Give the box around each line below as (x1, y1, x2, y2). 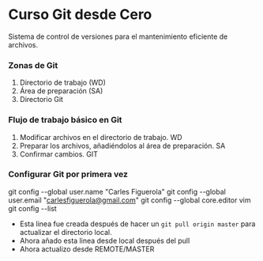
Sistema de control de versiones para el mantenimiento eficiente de (8, 32, 228, 41)
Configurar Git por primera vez (8, 168, 129, 180)
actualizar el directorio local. (19, 227, 112, 236)
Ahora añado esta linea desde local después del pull (19, 236, 190, 245)
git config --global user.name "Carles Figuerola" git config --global (8, 187, 227, 196)
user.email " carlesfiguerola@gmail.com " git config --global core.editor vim (8, 195, 251, 205)
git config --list (8, 203, 57, 213)
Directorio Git (19, 95, 63, 104)
